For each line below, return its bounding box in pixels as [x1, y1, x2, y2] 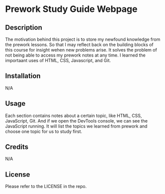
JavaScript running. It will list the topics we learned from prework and [5, 123, 148, 129]
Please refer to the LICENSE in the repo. [5, 184, 87, 190]
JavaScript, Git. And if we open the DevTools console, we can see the [5, 118, 148, 124]
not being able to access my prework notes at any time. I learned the [5, 52, 146, 58]
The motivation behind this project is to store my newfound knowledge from [5, 36, 161, 42]
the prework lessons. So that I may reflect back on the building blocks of [5, 42, 154, 48]
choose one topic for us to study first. [5, 128, 82, 134]
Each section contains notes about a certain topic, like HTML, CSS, [5, 113, 142, 119]
